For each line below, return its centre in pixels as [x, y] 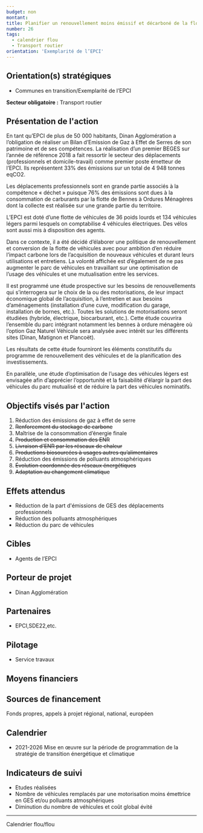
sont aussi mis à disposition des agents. [56, 230]
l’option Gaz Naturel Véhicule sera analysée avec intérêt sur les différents [97, 331]
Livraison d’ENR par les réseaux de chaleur [69, 446]
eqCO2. [16, 175]
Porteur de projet [39, 577]
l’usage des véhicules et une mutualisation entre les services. [82, 274]
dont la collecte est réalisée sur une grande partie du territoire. [84, 206]
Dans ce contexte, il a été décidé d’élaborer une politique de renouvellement [101, 242]
